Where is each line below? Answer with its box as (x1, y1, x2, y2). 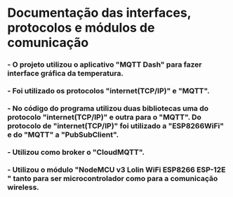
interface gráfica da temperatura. (7, 69, 124, 79)
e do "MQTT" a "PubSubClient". (7, 130, 119, 140)
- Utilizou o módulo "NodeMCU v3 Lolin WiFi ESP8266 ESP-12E (7, 165, 226, 175)
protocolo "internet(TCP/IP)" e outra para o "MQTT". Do (7, 112, 202, 122)
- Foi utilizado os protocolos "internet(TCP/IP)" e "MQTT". (7, 86, 210, 96)
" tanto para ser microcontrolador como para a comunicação (7, 174, 218, 184)
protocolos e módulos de (7, 20, 155, 36)
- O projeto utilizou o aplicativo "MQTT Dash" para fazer (7, 60, 202, 69)
